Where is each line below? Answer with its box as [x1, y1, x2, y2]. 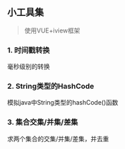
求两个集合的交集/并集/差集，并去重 [7, 134, 110, 143]
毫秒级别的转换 [7, 62, 50, 71]
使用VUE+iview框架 [24, 26, 81, 35]
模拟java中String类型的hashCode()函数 [7, 98, 119, 107]
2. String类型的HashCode [7, 82, 94, 91]
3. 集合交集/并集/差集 [7, 117, 78, 127]
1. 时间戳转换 [7, 45, 50, 55]
